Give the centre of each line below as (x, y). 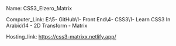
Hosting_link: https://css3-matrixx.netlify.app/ (61, 37)
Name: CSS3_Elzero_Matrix (39, 8)
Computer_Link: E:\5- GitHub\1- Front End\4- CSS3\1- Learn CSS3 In (88, 19)
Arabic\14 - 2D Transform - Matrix (47, 26)
